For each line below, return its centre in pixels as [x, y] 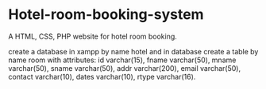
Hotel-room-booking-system [106, 15]
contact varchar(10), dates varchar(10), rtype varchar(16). [102, 76]
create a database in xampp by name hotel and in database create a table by [133, 51]
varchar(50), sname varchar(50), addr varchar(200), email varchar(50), [124, 68]
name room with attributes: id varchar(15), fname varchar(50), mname [122, 60]
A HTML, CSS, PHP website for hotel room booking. [93, 36]
